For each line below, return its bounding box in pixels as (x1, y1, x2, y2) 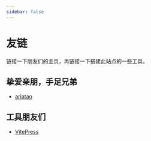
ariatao (14, 93, 33, 100)
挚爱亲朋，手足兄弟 (6, 76, 77, 87)
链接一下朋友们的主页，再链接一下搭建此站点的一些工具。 (6, 58, 148, 65)
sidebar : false (6, 8, 44, 15)
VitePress (14, 128, 39, 136)
